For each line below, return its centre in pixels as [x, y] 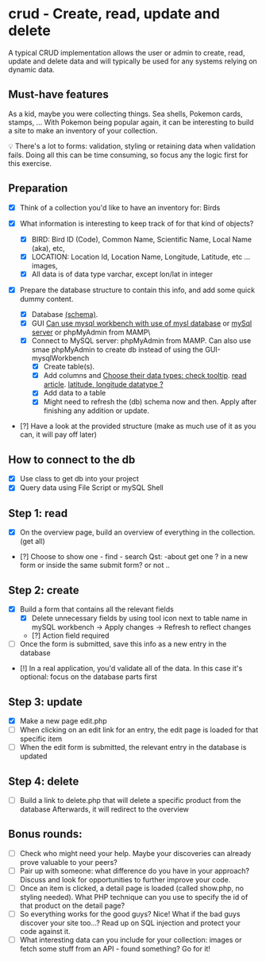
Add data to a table [75, 393]
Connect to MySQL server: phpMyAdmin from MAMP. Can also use [141, 341]
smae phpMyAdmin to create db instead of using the [118, 349]
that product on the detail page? [72, 905]
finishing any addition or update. [96, 411]
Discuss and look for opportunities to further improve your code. [125, 880]
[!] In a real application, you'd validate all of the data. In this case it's [131, 669]
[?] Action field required [70, 635]
